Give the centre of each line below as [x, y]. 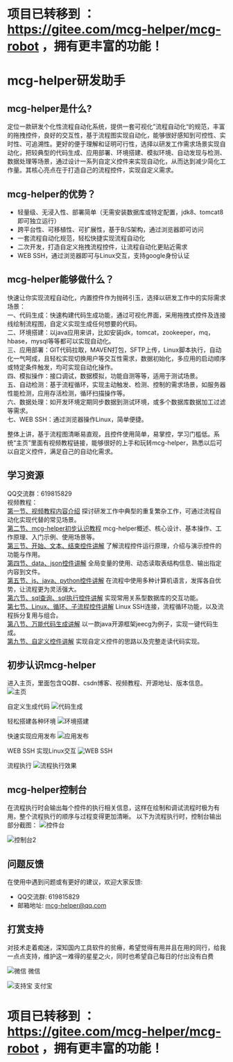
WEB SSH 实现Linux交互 [42, 751]
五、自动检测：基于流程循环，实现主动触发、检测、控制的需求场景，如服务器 [116, 384]
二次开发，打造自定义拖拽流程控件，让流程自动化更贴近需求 [102, 247]
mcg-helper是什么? [50, 108]
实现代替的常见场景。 [50, 519]
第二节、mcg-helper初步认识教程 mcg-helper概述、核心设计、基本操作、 [112, 528]
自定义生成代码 [28, 707]
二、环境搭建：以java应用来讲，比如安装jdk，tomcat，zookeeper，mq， [111, 332]
